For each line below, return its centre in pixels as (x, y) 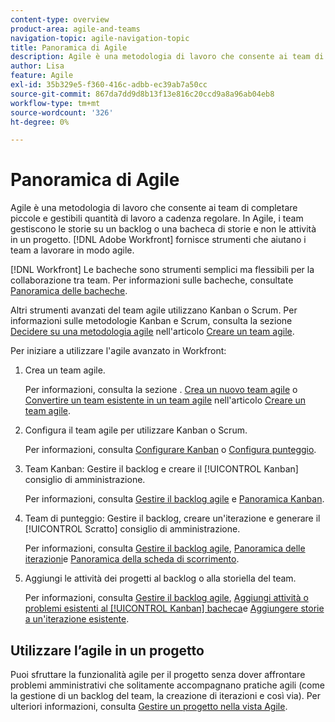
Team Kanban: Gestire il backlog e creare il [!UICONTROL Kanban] (161, 469)
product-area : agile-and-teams (75, 29)
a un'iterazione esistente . (77, 619)
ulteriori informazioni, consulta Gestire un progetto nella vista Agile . (149, 706)
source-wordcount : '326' (62, 112)
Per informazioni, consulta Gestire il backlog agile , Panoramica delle (165, 548)
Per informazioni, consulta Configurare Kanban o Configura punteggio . (170, 450)
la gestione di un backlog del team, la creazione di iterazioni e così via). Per (166, 695)
